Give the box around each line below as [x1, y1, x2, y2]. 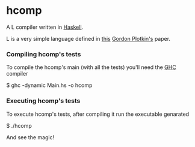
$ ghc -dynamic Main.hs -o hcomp [6, 82, 93, 89]
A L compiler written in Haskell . [6, 23, 84, 31]
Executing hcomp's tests [6, 97, 81, 105]
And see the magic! [6, 133, 55, 141]
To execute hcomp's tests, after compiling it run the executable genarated [6, 110, 190, 118]
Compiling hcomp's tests [6, 50, 81, 58]
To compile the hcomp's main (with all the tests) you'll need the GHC [6, 64, 176, 71]
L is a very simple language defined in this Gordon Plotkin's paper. [6, 35, 170, 42]
